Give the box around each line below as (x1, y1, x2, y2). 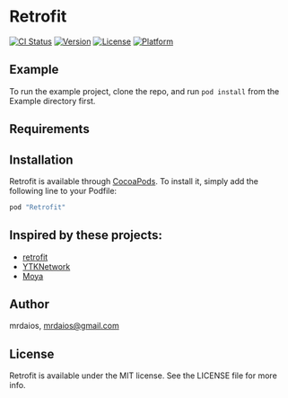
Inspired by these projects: (9, 227, 163, 243)
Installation (9, 152, 74, 167)
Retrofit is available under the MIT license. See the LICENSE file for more (9, 370, 278, 381)
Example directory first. (9, 95, 96, 106)
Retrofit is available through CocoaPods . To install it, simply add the (9, 175, 258, 186)
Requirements (9, 121, 90, 137)
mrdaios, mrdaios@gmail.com (9, 321, 119, 332)
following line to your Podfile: (9, 185, 118, 196)
